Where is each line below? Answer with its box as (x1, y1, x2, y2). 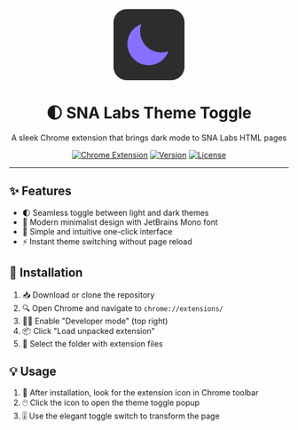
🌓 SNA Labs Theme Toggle (45, 103, 253, 123)
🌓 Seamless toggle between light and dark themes (21, 207, 209, 218)
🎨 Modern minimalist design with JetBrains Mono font (21, 217, 219, 227)
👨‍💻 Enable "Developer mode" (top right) (21, 315, 169, 326)
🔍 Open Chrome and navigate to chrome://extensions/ (21, 302, 223, 314)
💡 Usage (9, 363, 57, 378)
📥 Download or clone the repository (21, 289, 155, 300)
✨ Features (9, 184, 72, 199)
